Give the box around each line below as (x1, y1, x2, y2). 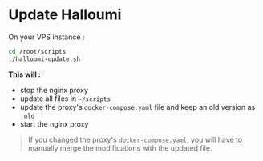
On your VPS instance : (8, 32, 85, 42)
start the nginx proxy (19, 119, 89, 129)
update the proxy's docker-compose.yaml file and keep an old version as (19, 102, 256, 111)
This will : (8, 70, 42, 79)
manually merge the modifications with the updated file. (27, 143, 212, 153)
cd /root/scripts (8, 47, 67, 55)
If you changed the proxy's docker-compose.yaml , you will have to (27, 135, 243, 144)
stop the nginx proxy (19, 85, 88, 95)
